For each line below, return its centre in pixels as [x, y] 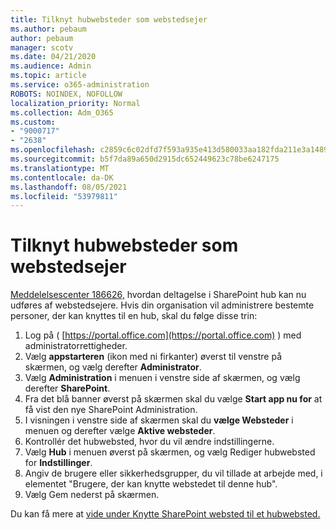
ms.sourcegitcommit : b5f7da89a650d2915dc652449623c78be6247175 [145, 159]
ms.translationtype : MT [60, 168]
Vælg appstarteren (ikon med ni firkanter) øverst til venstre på [153, 357]
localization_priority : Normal [75, 103]
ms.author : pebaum [48, 29]
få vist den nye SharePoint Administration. [111, 410]
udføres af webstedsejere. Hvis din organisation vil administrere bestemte [162, 305]
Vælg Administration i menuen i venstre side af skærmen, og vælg [162, 378]
